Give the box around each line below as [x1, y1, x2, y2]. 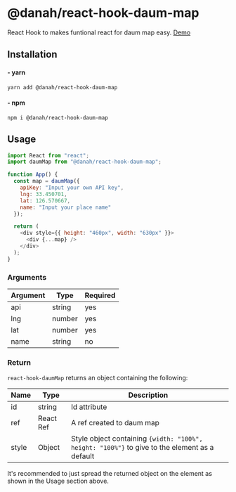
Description [128, 390, 169, 400]
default [71, 451, 95, 461]
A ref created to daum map [71, 418, 160, 428]
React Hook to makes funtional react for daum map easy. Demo [7, 28, 191, 37]
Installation [7, 48, 58, 60]
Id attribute [71, 402, 107, 412]
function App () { [7, 171, 58, 179]
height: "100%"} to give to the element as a [71, 443, 214, 453]
